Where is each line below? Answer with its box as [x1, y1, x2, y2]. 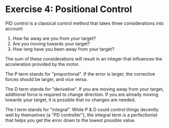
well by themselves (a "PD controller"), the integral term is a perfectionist [5, 112, 158, 118]
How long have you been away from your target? [12, 46, 115, 52]
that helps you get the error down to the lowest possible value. [5, 117, 136, 123]
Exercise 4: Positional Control [5, 4, 133, 15]
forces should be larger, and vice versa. [5, 76, 88, 82]
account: [5, 25, 24, 31]
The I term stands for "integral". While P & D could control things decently [5, 106, 159, 112]
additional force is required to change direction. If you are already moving [5, 91, 158, 97]
